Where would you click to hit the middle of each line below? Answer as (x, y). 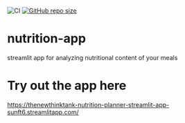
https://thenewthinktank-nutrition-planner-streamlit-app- (88, 104)
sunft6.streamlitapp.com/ (43, 112)
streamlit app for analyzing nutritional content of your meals (92, 57)
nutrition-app (47, 39)
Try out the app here (67, 86)
